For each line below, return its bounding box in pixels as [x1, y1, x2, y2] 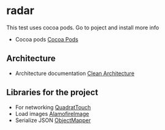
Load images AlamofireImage [15, 110, 90, 117]
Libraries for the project [6, 87, 98, 98]
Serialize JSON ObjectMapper [15, 117, 91, 124]
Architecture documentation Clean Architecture [15, 70, 134, 77]
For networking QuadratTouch [15, 103, 91, 110]
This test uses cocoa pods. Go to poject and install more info [6, 24, 159, 31]
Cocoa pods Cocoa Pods [15, 35, 78, 43]
